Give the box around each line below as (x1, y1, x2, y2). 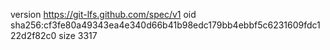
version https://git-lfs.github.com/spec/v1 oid (10, 9, 197, 20)
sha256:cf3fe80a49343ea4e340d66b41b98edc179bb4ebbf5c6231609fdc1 (10, 19, 321, 31)
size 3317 (58, 30, 98, 41)
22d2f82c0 (10, 30, 57, 41)
